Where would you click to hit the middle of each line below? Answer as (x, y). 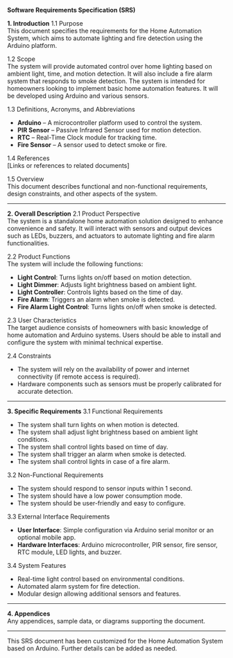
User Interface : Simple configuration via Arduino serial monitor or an (115, 530)
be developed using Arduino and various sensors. (78, 96)
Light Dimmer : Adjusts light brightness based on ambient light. (107, 285)
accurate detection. (45, 391)
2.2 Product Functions (39, 257)
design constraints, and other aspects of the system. (83, 194)
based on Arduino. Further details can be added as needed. (92, 648)
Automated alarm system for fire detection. (79, 586)
